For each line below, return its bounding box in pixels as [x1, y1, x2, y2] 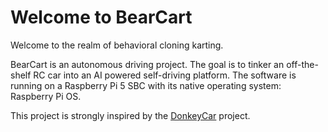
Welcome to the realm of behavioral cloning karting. [10, 39, 224, 51]
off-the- [286, 58, 319, 70]
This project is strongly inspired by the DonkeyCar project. [10, 109, 251, 121]
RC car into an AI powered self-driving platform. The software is [33, 69, 297, 81]
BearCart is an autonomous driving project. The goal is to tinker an [10, 58, 285, 70]
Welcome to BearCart [10, 6, 193, 29]
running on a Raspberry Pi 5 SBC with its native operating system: [10, 79, 282, 91]
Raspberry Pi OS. [10, 90, 82, 102]
